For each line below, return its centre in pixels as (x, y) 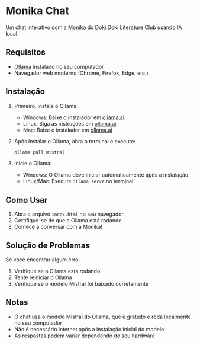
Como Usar (27, 200)
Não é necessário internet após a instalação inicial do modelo (89, 329)
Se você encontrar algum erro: (43, 260)
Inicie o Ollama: (33, 164)
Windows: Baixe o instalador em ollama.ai (74, 117)
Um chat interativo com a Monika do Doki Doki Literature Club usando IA (94, 27)
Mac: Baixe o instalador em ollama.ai (68, 130)
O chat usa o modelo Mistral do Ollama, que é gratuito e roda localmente (102, 317)
